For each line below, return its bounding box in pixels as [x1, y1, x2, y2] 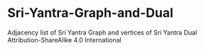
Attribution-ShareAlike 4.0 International [7, 35, 122, 44]
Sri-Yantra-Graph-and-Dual [7, 5, 174, 21]
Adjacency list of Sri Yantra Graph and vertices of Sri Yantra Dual [7, 28, 198, 37]
